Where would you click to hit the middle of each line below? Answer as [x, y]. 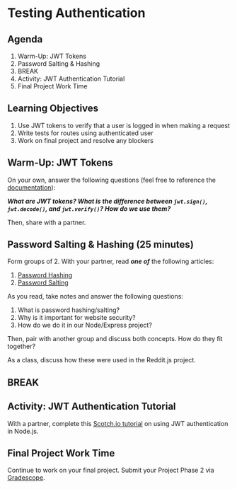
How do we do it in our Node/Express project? [85, 325]
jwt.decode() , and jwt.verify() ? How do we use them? [89, 208]
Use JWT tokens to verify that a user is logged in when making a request [123, 125]
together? [22, 346]
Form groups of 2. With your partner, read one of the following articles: [111, 261]
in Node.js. [23, 431]
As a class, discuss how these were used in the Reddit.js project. [102, 360]
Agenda [25, 39]
